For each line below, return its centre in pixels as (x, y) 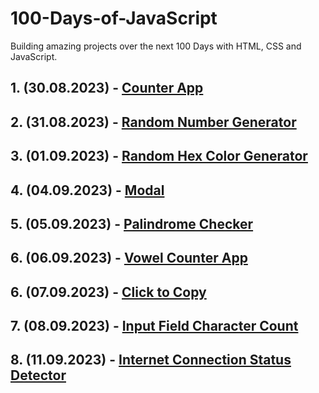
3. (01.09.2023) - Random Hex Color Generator (159, 156)
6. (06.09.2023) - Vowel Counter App (129, 258)
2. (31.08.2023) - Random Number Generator (153, 122)
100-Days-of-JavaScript (114, 18)
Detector (38, 375)
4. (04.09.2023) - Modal (87, 190)
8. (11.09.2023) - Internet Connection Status (151, 360)
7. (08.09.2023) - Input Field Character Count (154, 326)
